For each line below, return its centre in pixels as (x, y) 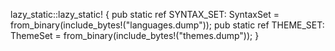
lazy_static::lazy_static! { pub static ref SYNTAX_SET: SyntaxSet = (145, 14)
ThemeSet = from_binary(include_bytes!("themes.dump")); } (135, 35)
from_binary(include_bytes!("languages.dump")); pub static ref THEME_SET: (167, 25)
